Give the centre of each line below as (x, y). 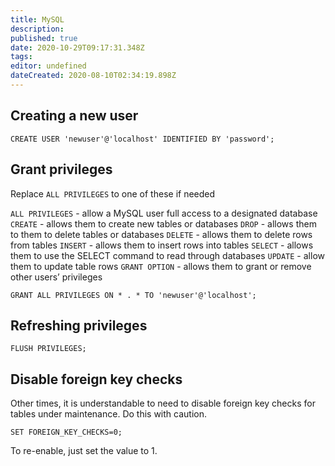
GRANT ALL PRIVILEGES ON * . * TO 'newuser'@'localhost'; (133, 295)
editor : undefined (48, 66)
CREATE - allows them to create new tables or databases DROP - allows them (163, 223)
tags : (21, 57)
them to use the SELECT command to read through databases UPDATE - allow (167, 255)
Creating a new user (74, 116)
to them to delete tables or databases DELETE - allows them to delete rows (161, 234)
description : (37, 29)
